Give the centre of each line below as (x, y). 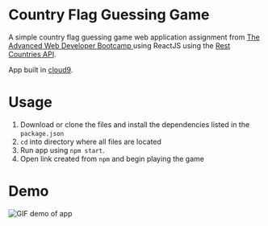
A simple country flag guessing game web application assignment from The (134, 37)
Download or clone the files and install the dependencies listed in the (135, 124)
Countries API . (32, 54)
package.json (42, 134)
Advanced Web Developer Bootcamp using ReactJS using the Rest (119, 45)
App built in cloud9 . (41, 69)
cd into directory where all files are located (90, 142)
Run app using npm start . (62, 150)
